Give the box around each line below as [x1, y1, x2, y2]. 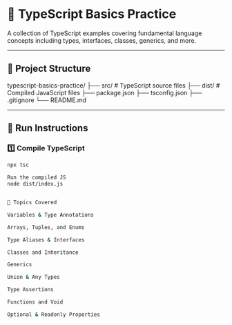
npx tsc [7, 161, 30, 168]
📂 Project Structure [7, 63, 91, 75]
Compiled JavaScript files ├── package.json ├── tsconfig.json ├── [7, 88, 202, 97]
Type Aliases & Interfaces [7, 236, 85, 244]
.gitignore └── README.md [7, 96, 87, 104]
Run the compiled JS [7, 174, 67, 181]
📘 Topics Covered [7, 199, 57, 206]
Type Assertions [7, 286, 54, 293]
